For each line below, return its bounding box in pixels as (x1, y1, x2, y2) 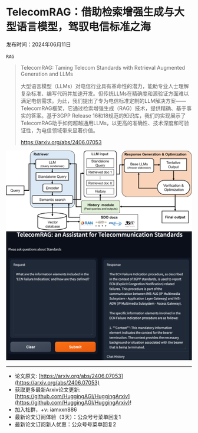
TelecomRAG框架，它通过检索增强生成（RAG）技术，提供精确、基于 (20, 105, 187, 112)
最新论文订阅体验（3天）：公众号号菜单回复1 (14, 413, 121, 420)
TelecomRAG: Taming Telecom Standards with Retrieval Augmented (20, 64, 186, 71)
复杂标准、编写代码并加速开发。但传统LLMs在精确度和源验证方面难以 (20, 90, 189, 97)
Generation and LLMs (20, 70, 74, 77)
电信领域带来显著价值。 (41, 126, 98, 134)
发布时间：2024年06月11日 (6, 41, 71, 48)
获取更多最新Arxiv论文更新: (14, 386, 81, 393)
